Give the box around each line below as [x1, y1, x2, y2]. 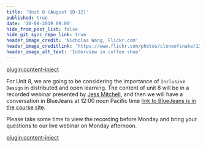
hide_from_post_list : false [6, 26, 78, 32]
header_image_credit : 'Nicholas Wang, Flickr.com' [6, 37, 139, 43]
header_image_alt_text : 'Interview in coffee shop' [6, 49, 141, 55]
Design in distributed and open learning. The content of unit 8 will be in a [6, 84, 189, 91]
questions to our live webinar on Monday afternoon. [6, 122, 137, 129]
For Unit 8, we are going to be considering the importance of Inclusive [6, 77, 186, 85]
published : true [6, 15, 48, 21]
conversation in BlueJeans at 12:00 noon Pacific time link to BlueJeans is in [6, 97, 196, 104]
